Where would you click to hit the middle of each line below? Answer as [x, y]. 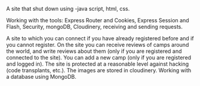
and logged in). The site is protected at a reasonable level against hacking [98, 64]
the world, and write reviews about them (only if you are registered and [94, 51]
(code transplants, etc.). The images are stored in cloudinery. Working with [99, 70]
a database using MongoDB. [41, 77]
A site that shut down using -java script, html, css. [68, 9]
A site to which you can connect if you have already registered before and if [100, 38]
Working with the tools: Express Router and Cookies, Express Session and [98, 20]
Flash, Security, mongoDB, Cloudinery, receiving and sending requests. [95, 27]
